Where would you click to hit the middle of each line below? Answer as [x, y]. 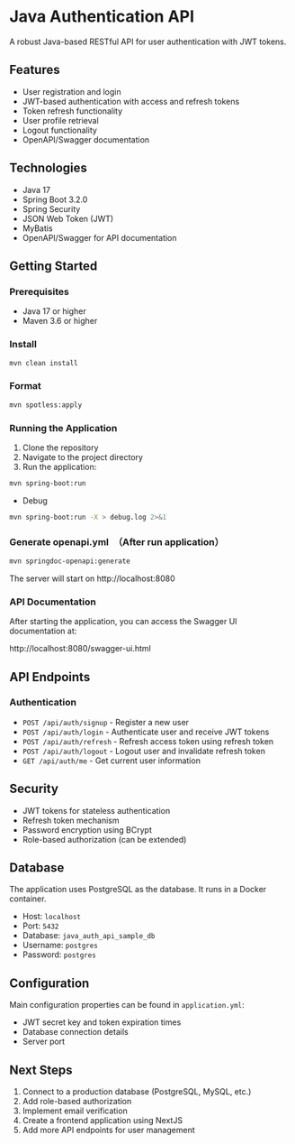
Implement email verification [75, 1111]
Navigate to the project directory [83, 457]
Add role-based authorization [77, 1102]
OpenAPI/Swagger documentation [86, 139]
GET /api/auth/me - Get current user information [111, 761]
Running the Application [63, 428]
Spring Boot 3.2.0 [55, 199]
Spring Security [51, 208]
